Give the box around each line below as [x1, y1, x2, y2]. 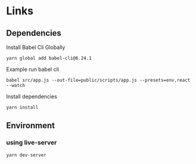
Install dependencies [6, 93, 58, 100]
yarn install [6, 104, 39, 110]
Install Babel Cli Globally [6, 44, 66, 51]
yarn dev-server [6, 152, 46, 158]
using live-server [6, 138, 57, 147]
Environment [6, 120, 55, 131]
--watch [6, 82, 26, 88]
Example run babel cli [6, 66, 60, 73]
